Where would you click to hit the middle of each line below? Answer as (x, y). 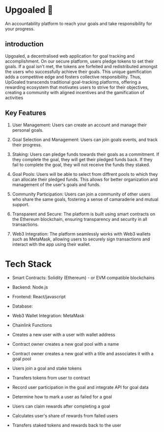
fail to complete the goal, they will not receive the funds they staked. (81, 165)
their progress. (27, 144)
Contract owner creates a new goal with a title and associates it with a (83, 353)
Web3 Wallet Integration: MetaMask (48, 315)
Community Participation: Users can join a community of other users (81, 194)
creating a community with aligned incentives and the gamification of (75, 92)
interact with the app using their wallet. (51, 244)
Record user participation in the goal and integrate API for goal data (80, 387)
